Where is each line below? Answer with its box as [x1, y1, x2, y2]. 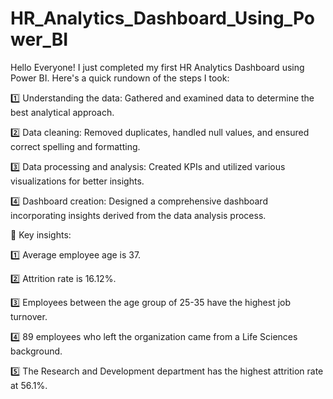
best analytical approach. [10, 106, 115, 118]
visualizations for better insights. [10, 175, 145, 187]
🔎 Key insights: [10, 228, 72, 241]
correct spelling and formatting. [10, 140, 141, 152]
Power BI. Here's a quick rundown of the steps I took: [10, 72, 230, 84]
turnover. [10, 310, 48, 322]
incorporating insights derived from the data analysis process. [10, 209, 267, 221]
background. [10, 345, 63, 357]
